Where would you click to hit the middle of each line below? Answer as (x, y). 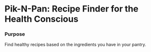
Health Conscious (41, 19)
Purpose (15, 34)
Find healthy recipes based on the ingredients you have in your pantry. (75, 45)
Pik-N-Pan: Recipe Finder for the (72, 9)
